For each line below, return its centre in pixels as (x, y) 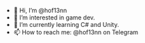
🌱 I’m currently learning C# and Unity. (66, 25)
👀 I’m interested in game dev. (54, 17)
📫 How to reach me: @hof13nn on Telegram (76, 32)
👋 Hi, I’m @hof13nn (40, 10)
